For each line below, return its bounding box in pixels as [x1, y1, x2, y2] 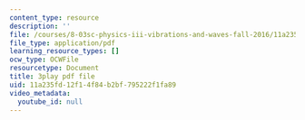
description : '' [9, 22, 71, 31]
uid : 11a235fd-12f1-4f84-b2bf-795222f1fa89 [9, 80, 177, 89]
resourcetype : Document [9, 64, 100, 73]
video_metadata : [9, 88, 71, 97]
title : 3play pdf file [9, 72, 95, 81]
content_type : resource [9, 13, 100, 23]
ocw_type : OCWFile [9, 55, 79, 64]
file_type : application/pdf [9, 38, 116, 48]
